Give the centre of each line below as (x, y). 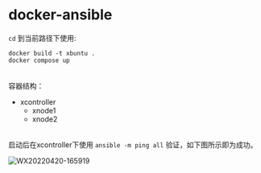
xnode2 (45, 119)
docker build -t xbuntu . (52, 53)
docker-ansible (60, 15)
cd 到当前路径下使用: (42, 38)
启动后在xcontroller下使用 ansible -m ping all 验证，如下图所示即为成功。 (133, 145)
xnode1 (44, 110)
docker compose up (39, 60)
